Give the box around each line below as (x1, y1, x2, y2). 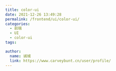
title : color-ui (5, 7, 39, 12)
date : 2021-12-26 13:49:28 (5, 12, 62, 17)
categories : (5, 21, 30, 26)
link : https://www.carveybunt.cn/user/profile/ (10, 58, 111, 63)
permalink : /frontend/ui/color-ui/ (5, 16, 80, 21)
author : (5, 48, 22, 54)
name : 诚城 (10, 53, 31, 58)
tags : (5, 40, 17, 45)
